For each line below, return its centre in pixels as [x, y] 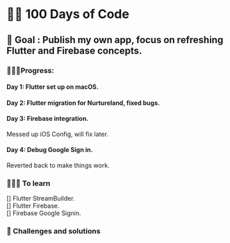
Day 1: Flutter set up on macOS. [52, 87]
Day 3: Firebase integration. [48, 119]
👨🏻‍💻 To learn [28, 183]
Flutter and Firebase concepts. [74, 50]
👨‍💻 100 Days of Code [68, 14]
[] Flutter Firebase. [33, 206]
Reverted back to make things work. [58, 165]
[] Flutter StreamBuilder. [41, 199]
